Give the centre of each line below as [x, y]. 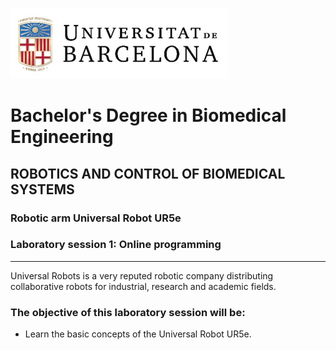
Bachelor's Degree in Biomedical [148, 115]
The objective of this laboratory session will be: [128, 312]
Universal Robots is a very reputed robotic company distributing [142, 275]
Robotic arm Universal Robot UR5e [96, 218]
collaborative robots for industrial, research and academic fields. [143, 286]
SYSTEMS [42, 189]
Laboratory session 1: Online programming [116, 245]
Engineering [62, 137]
